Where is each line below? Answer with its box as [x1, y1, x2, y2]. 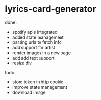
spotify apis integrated [12, 29, 58, 35]
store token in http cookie [12, 79, 64, 85]
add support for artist [12, 44, 55, 50]
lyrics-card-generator [5, 3, 96, 15]
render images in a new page [12, 50, 71, 56]
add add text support [12, 55, 55, 60]
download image [12, 89, 46, 95]
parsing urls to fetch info [12, 39, 62, 45]
